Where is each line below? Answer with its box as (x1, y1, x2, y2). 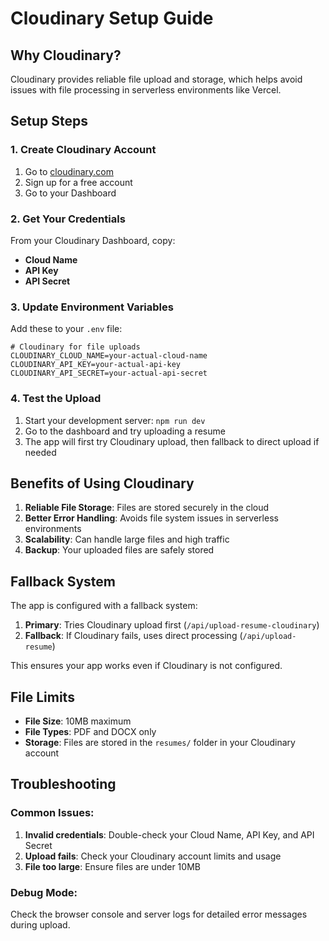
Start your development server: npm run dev (24, 414, 206, 426)
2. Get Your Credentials (10, 212, 126, 226)
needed (24, 446, 57, 458)
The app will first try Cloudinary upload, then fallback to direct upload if (24, 435, 320, 447)
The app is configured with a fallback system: (10, 600, 198, 612)
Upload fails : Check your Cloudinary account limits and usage (24, 850, 282, 862)
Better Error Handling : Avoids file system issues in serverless (24, 512, 279, 524)
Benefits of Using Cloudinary (10, 475, 195, 492)
